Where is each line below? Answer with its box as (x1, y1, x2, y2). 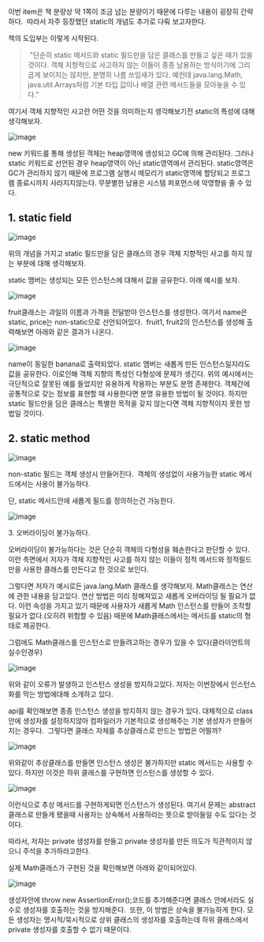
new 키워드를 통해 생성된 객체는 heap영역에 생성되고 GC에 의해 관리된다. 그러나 (8, 148, 255, 158)
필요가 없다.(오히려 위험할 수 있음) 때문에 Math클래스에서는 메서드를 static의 (8, 610, 243, 620)
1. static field (8, 212, 73, 225)
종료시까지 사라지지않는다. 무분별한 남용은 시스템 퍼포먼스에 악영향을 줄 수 (16, 178, 244, 187)
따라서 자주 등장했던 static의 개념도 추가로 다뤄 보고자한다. (26, 17, 206, 26)
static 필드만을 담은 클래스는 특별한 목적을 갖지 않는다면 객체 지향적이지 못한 (8, 398, 243, 408)
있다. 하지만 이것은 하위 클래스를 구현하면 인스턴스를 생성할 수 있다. (8, 767, 214, 777)
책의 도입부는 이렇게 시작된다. (8, 34, 99, 43)
